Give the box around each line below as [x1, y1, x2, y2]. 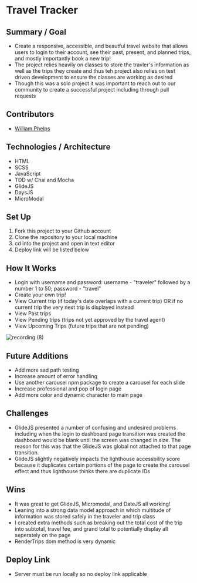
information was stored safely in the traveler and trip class [14, 513, 155, 520]
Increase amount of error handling [14, 373, 98, 380]
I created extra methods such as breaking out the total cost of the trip [14, 519, 183, 526]
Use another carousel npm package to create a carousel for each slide [14, 379, 185, 386]
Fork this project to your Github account [14, 227, 111, 235]
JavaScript [14, 170, 41, 177]
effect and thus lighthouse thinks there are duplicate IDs [14, 467, 151, 474]
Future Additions [6, 351, 69, 361]
